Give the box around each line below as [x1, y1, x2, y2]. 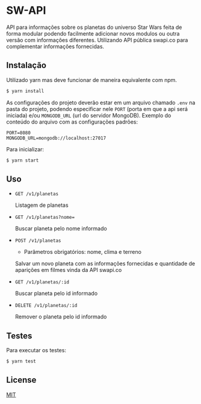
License [6, 375, 37, 385]
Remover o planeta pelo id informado [14, 313, 107, 320]
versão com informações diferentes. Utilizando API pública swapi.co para [6, 36, 188, 43]
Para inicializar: [6, 145, 44, 153]
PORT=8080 [6, 130, 31, 136]
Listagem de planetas [14, 201, 69, 209]
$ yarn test [6, 358, 36, 365]
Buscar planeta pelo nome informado [14, 225, 107, 232]
